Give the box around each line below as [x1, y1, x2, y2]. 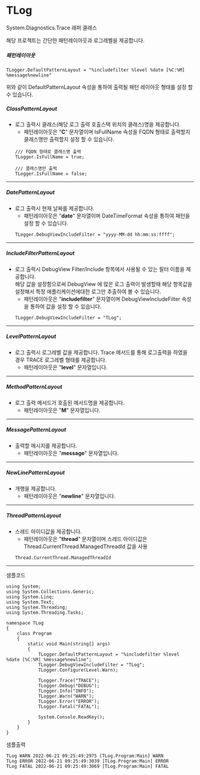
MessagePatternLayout [6, 426, 67, 433]
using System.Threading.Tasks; [6, 610, 84, 616]
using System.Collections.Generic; [6, 589, 95, 595]
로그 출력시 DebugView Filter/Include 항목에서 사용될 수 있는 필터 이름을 [14, 265, 185, 272]
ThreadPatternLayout [6, 512, 61, 519]
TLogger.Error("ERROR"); [37, 698, 100, 705]
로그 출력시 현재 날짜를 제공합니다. [14, 204, 95, 212]
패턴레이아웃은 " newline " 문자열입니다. [23, 492, 116, 499]
